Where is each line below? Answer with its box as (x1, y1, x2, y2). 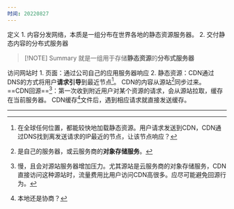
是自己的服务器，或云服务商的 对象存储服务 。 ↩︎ (17, 147, 153, 155)
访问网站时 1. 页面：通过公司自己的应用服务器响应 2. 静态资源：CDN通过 (7, 68, 214, 77)
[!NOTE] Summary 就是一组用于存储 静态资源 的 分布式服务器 (24, 54, 195, 62)
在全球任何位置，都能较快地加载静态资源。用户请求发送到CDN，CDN (17, 123, 216, 132)
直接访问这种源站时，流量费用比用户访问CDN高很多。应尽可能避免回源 (17, 170, 221, 178)
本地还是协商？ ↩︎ (17, 194, 68, 202)
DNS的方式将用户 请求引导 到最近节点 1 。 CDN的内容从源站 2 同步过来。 (7, 76, 205, 86)
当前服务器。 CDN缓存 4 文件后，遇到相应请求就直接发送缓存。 (13, 94, 191, 104)
